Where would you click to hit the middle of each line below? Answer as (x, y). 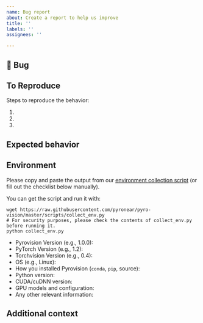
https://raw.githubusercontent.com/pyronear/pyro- (85, 210)
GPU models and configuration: (55, 288)
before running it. (31, 226)
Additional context (42, 314)
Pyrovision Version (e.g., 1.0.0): (54, 242)
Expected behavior (43, 144)
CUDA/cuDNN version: (44, 281)
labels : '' (20, 29)
